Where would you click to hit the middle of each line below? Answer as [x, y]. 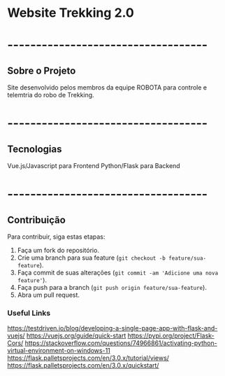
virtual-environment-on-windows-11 [59, 351]
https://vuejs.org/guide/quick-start [77, 336]
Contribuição [37, 220]
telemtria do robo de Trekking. [51, 95]
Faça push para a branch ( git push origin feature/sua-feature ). [112, 288]
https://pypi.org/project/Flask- [171, 336]
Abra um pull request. [49, 295]
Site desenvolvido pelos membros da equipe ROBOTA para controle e [107, 88]
